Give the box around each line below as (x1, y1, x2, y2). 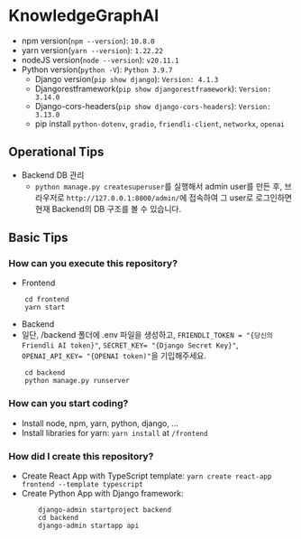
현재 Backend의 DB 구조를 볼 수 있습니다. (34, 203, 182, 214)
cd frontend (24, 295, 69, 304)
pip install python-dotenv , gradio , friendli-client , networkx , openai (34, 118, 285, 129)
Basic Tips (8, 230, 68, 246)
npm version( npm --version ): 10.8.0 (21, 35, 155, 46)
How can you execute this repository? (8, 257, 178, 270)
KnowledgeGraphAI (8, 5, 160, 26)
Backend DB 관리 (21, 169, 85, 181)
